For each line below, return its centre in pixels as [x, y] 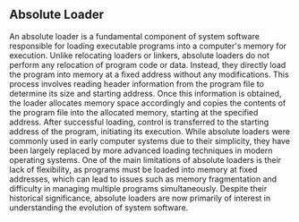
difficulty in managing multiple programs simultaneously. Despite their [138, 188]
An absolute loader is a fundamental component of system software [134, 36]
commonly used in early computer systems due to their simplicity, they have [150, 141]
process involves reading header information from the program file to [137, 83]
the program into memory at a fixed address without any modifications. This [149, 74]
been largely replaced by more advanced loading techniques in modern [141, 150]
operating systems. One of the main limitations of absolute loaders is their [145, 159]
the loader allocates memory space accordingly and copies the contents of [148, 103]
